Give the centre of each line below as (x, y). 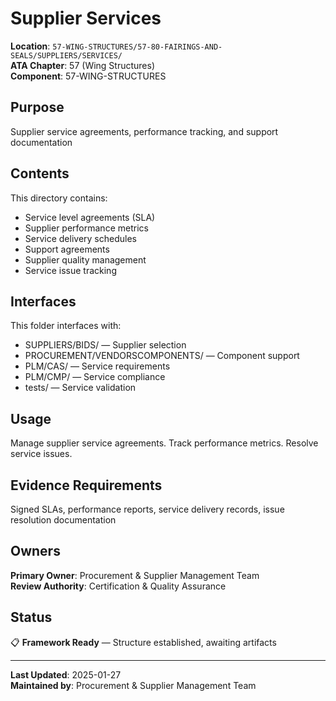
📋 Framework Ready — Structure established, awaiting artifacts (143, 642)
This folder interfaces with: (66, 326)
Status (31, 617)
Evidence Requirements (86, 485)
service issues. (41, 454)
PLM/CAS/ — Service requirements (97, 366)
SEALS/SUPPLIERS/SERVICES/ (66, 55)
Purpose (37, 107)
